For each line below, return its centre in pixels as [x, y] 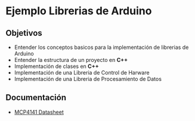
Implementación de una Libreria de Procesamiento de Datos [88, 79]
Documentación [36, 97]
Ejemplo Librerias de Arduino [79, 11]
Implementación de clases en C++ [56, 66]
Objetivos [24, 33]
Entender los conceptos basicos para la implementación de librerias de [101, 47]
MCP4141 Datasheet [39, 112]
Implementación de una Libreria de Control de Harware [82, 72]
